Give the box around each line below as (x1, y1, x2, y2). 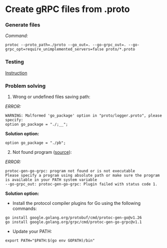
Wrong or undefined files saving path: (12, 94, 90, 100)
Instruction (5, 70, 27, 76)
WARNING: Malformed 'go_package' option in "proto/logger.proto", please (5, 113, 162, 118)
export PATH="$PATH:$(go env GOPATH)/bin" (5, 238, 95, 243)
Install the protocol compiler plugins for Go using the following (12, 200, 141, 206)
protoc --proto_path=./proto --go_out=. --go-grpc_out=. (5, 43, 126, 48)
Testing (5, 59, 24, 66)
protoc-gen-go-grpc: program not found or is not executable (5, 169, 135, 174)
